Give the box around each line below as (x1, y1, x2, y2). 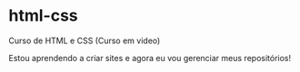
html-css (8, 5, 78, 26)
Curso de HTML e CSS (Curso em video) (8, 35, 161, 46)
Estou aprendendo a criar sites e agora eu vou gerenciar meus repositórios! (8, 52, 292, 63)
